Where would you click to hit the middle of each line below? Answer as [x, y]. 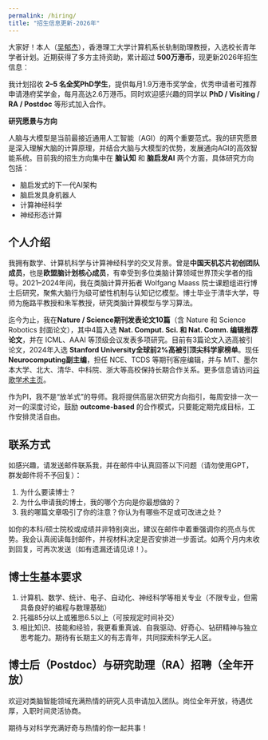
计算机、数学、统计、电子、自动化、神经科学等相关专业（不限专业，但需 [138, 597]
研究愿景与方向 [33, 121]
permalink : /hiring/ [43, 16]
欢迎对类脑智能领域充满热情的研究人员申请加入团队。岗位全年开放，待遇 [127, 701]
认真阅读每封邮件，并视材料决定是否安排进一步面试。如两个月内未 [144, 539]
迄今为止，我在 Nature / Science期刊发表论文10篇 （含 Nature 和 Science [127, 320]
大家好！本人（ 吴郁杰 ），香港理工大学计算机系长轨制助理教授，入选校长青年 [132, 47]
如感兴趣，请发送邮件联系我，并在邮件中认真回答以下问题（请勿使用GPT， [131, 465]
